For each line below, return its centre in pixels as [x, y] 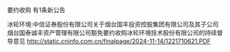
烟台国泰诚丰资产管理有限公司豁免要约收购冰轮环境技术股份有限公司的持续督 [115, 33]
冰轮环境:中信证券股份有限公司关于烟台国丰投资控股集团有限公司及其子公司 [113, 24]
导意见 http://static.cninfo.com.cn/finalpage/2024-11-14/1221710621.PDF [109, 41]
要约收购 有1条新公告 [36, 10]
